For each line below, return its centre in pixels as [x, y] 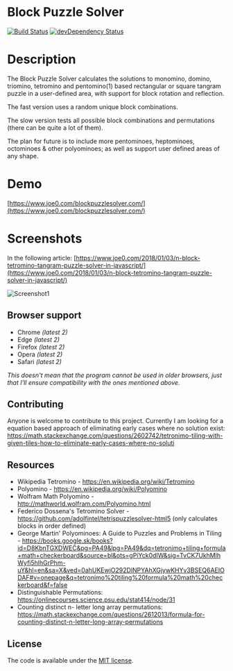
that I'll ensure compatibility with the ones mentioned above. [94, 382]
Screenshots [45, 239]
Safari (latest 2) [40, 361]
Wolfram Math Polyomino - [55, 497]
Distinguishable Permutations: [60, 593]
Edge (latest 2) [38, 339]
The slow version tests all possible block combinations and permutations [111, 120]
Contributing [35, 404]
